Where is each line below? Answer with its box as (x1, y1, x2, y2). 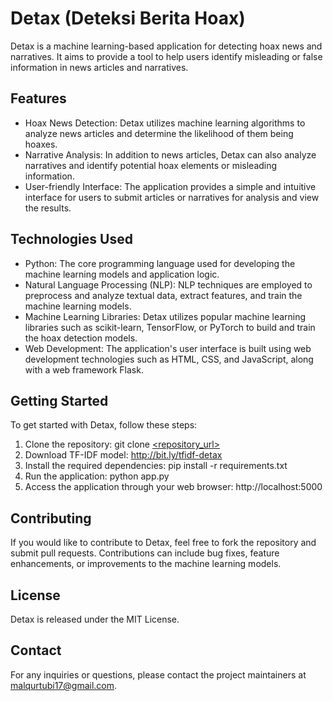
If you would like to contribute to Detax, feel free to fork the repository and (10, 537, 317, 549)
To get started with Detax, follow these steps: (10, 419, 198, 431)
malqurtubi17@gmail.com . (10, 679, 118, 691)
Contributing (10, 510, 92, 527)
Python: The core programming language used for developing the (24, 257, 296, 269)
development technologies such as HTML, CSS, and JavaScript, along (24, 353, 314, 365)
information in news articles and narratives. (10, 61, 189, 73)
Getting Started (10, 392, 109, 409)
